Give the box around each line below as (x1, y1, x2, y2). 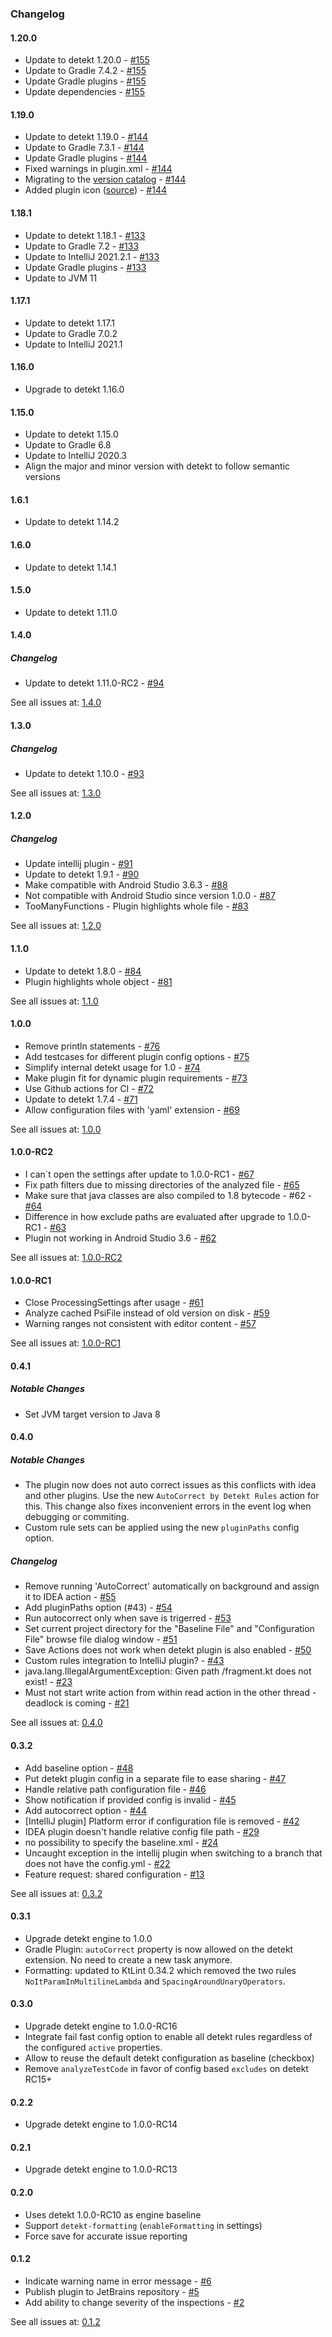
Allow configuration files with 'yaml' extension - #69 (24, 1103, 240, 1116)
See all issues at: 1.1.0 (10, 995, 99, 1007)
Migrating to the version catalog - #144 (24, 173, 187, 186)
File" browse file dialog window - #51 (24, 1633, 178, 1646)
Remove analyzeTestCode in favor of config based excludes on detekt (24, 2062, 309, 2074)
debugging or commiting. (24, 1511, 130, 1523)
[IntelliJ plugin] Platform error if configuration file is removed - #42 (24, 1815, 300, 1827)
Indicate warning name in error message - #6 (24, 2275, 212, 2287)
